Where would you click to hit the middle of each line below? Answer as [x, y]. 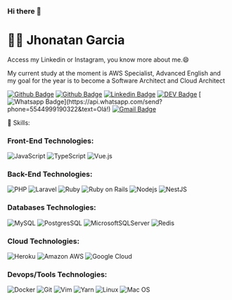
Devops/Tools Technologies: [57, 274]
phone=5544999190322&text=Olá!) [59, 109]
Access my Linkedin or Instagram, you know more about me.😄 [98, 60]
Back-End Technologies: [50, 175]
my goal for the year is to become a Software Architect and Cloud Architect [116, 81]
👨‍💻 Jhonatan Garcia [66, 40]
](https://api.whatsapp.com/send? [114, 102]
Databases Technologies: [52, 207]
